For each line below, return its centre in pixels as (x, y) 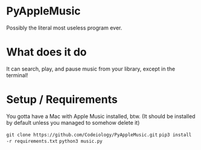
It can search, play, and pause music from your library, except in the (91, 69)
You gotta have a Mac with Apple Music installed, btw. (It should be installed (101, 116)
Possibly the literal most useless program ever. (64, 28)
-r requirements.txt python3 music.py (54, 141)
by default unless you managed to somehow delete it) (73, 122)
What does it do (46, 52)
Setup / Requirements (62, 100)
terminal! (17, 75)
